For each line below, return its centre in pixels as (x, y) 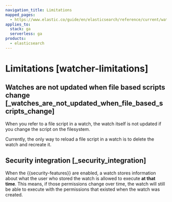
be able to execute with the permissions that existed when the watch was (83, 189)
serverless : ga (26, 34)
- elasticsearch (27, 43)
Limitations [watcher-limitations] (77, 68)
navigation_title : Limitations (39, 10)
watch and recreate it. (28, 144)
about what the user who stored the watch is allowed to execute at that (80, 178)
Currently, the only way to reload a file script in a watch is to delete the (80, 139)
